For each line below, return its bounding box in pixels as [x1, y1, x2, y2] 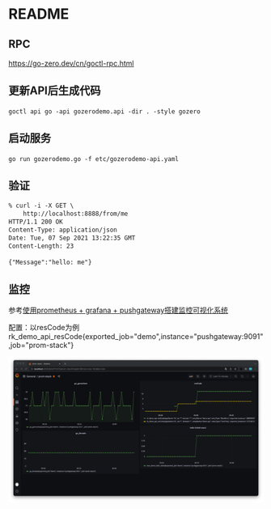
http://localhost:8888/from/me [23, 210, 129, 218]
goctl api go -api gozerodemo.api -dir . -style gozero [8, 107, 201, 116]
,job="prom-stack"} [8, 341, 74, 350]
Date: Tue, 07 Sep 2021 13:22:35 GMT [8, 234, 136, 243]
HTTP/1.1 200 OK [8, 218, 63, 227]
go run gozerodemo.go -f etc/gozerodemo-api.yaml [8, 155, 180, 163]
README [8, 5, 70, 23]
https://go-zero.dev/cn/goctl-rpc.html [8, 58, 134, 68]
